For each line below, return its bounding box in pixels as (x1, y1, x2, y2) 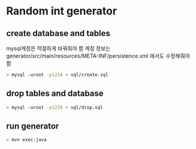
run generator (6, 121, 59, 131)
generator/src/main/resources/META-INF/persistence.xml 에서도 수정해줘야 (6, 52, 190, 59)
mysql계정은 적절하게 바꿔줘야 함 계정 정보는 (6, 45, 111, 52)
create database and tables (6, 28, 111, 38)
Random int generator (6, 4, 117, 18)
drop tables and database (6, 88, 104, 99)
